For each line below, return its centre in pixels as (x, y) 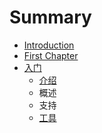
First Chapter (51, 55)
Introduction (49, 45)
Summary (50, 17)
